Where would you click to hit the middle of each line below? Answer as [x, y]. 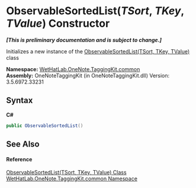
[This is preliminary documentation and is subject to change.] [84, 40]
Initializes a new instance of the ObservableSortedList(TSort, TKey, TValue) [98, 51]
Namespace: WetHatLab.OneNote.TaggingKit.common [73, 69]
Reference [19, 159]
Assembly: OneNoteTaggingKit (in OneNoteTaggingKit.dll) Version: [88, 75]
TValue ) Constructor [58, 23]
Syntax [20, 101]
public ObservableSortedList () [45, 126]
